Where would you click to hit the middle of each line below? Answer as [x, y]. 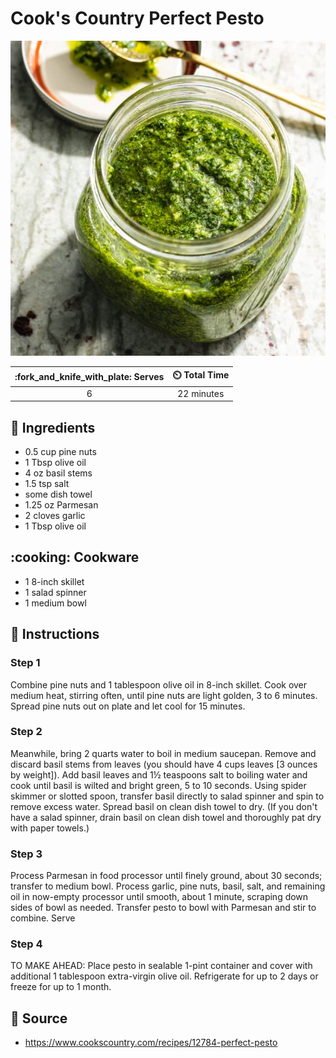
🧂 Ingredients [53, 427]
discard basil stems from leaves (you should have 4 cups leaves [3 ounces [164, 764]
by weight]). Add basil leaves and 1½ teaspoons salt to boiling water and [159, 774]
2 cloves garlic [55, 515]
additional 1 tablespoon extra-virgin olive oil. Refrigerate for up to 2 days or [164, 976]
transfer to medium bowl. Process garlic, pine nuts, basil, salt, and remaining [168, 886]
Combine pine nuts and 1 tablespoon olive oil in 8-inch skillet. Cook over [159, 684]
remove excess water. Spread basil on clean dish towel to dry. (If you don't [164, 806]
